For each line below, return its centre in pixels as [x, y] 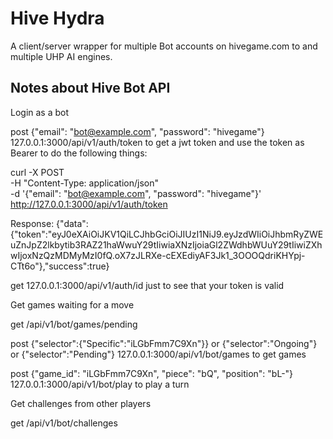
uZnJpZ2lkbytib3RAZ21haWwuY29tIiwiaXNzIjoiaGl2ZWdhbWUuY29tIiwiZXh [166, 244]
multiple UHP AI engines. [61, 56]
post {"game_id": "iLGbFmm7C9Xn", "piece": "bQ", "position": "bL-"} [152, 373]
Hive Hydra [57, 18]
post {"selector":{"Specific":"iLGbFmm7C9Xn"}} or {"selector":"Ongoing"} [164, 343]
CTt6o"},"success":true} [60, 266]
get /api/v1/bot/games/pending [74, 324]
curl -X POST [37, 172]
